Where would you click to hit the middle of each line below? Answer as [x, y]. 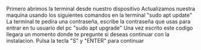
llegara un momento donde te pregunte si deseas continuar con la [88, 34]
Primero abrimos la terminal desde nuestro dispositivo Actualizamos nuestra [101, 9]
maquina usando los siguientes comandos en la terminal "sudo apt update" [99, 15]
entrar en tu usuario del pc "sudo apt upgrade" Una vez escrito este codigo [100, 28]
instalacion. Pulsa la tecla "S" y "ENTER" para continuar [75, 41]
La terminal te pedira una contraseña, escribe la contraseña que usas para [98, 21]
